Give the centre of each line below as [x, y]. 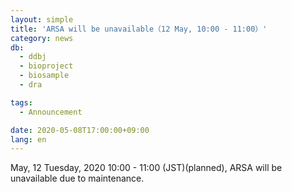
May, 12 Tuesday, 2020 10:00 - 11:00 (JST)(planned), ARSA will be [146, 168]
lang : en [28, 139]
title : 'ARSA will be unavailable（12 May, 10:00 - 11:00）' [139, 29]
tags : [21, 102]
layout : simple [42, 19]
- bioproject [46, 66]
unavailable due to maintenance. [77, 178]
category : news [42, 38]
